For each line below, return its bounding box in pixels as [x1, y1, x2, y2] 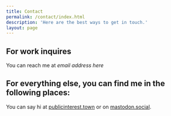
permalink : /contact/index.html [6, 14, 85, 20]
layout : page [6, 24, 38, 31]
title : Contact [6, 8, 43, 15]
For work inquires [6, 46, 71, 56]
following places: [6, 88, 70, 98]
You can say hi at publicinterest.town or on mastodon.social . [6, 103, 152, 110]
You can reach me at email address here [6, 62, 104, 69]
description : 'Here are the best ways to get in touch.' [6, 19, 148, 25]
